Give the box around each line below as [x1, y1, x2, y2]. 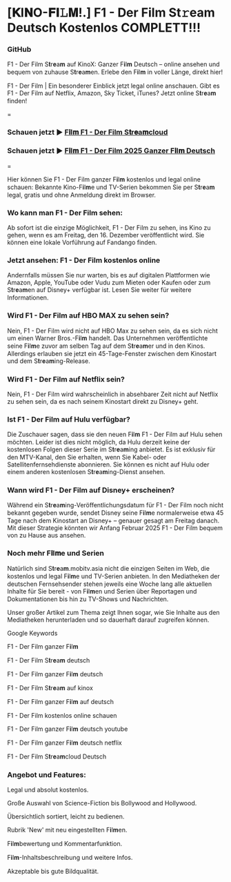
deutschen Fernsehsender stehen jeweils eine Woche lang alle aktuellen [7, 580, 212, 588]
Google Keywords [7, 629, 58, 637]
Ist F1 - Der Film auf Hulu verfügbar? [7, 414, 131, 424]
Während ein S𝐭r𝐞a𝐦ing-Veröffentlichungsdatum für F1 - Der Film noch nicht [7, 501, 224, 509]
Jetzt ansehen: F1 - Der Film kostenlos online [7, 255, 161, 265]
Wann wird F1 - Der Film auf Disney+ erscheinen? [7, 485, 175, 495]
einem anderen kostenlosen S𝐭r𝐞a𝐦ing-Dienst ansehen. [7, 468, 165, 476]
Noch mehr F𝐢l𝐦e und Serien [7, 549, 105, 558]
